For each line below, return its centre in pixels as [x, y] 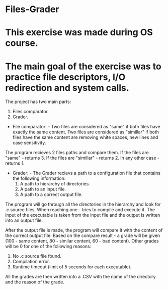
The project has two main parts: [38, 102]
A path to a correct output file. [51, 195]
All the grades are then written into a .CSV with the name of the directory [80, 277]
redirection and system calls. [67, 88]
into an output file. [24, 220]
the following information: [39, 178]
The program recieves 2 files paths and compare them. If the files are [77, 153]
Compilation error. [31, 262]
